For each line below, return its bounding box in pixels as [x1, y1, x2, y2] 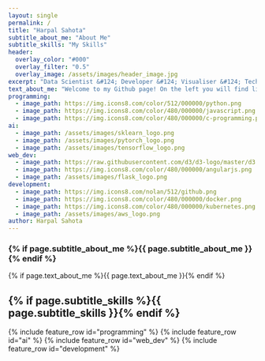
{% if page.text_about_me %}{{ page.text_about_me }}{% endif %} [8, 271, 226, 280]
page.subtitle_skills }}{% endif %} [8, 306, 181, 320]
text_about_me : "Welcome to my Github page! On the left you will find [8, 85, 248, 93]
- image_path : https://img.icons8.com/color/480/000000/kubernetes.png [15, 202, 256, 210]
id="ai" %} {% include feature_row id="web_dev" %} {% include [8, 336, 218, 345]
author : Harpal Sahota [8, 217, 83, 225]
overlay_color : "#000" [15, 56, 90, 64]
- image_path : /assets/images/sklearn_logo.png [15, 129, 175, 137]
